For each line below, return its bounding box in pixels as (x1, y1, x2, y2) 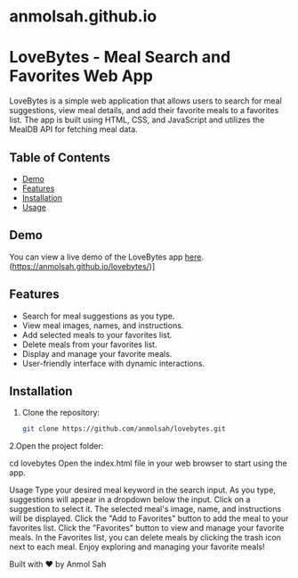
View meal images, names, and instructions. (21, 319, 184, 331)
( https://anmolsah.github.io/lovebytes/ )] (9, 260, 156, 271)
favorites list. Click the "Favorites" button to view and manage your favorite (9, 523, 285, 533)
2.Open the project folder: (9, 441, 104, 451)
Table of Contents (9, 150, 111, 165)
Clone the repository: (21, 408, 101, 418)
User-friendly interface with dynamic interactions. (21, 358, 205, 368)
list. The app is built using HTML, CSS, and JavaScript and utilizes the (9, 114, 265, 126)
